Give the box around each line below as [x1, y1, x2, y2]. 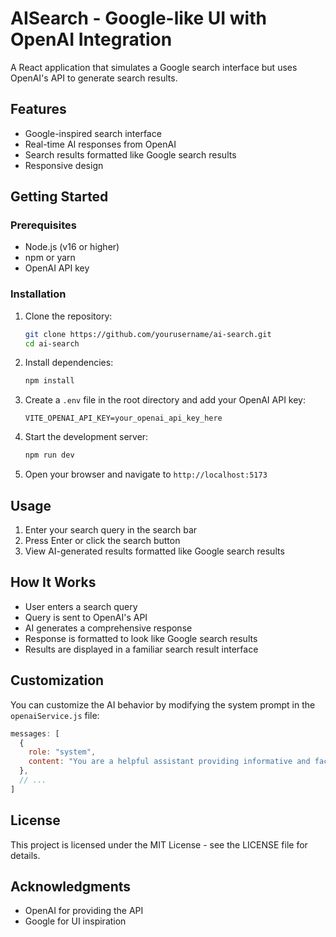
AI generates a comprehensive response [24, 622, 193, 634]
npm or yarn [24, 252, 76, 264]
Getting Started [10, 188, 109, 206]
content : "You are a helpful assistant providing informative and [28, 757, 311, 767]
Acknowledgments [10, 878, 132, 895]
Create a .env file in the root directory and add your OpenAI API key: [24, 394, 307, 406]
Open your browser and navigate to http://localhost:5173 [24, 468, 268, 481]
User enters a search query [24, 600, 138, 612]
